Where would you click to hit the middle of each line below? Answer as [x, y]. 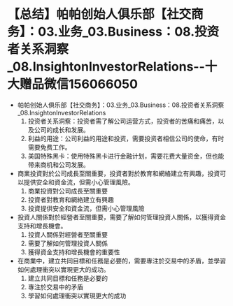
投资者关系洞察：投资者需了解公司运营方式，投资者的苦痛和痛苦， [123, 121]
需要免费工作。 [49, 147]
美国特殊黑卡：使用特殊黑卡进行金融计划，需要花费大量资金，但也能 [126, 156]
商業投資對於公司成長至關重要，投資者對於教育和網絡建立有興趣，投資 [119, 173]
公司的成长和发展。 [62, 129]
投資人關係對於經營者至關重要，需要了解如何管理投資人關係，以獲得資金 [121, 217]
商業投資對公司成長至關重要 [68, 191]
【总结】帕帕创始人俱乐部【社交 [99, 14]
